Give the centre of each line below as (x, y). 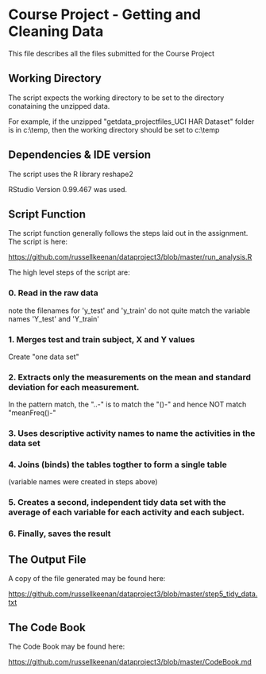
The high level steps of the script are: (69, 272)
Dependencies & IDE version (80, 155)
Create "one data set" (44, 356)
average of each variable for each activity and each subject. (126, 512)
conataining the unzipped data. (59, 106)
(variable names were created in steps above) (83, 482)
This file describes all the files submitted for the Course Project (112, 53)
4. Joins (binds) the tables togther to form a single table (118, 464)
